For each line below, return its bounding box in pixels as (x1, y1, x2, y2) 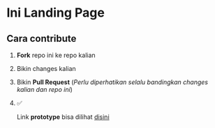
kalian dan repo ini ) (16, 86, 73, 93)
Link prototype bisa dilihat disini (16, 113, 110, 121)
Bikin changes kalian (16, 65, 76, 72)
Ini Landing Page (6, 5, 105, 21)
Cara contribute (6, 33, 77, 45)
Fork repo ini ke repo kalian (16, 51, 96, 59)
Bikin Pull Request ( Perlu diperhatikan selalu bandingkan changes (16, 78, 209, 86)
